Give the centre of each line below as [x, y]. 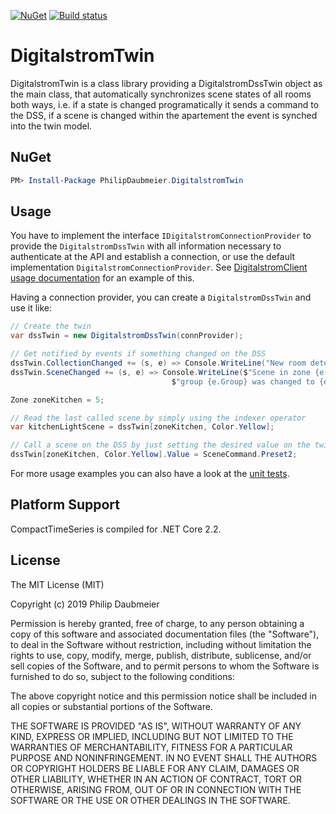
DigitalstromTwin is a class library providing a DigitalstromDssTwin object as [166, 83]
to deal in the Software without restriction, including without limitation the [161, 644]
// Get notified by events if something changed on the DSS [138, 354]
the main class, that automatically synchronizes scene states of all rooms [161, 94]
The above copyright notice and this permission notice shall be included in [163, 696]
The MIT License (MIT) [57, 584]
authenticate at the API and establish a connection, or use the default [153, 257]
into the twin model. [51, 126]
